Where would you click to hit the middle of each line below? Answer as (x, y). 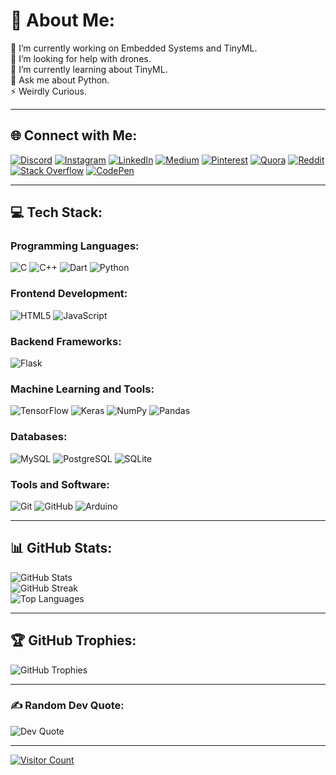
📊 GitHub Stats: (61, 548)
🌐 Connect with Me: (74, 135)
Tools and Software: (60, 484)
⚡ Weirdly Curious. (48, 91)
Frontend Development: (69, 294)
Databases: (39, 437)
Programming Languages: (75, 246)
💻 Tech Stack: (56, 212)
